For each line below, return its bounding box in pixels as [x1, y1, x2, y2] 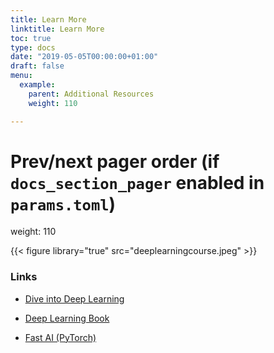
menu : [10, 71, 33, 81]
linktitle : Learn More [10, 24, 105, 34]
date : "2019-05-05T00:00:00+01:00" [10, 52, 159, 62]
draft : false [10, 61, 65, 71]
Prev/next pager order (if [10, 150, 220, 173]
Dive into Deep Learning [24, 292, 125, 305]
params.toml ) [10, 192, 117, 215]
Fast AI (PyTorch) [24, 331, 97, 343]
